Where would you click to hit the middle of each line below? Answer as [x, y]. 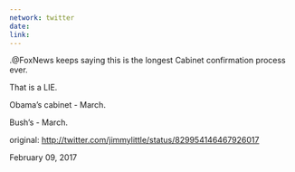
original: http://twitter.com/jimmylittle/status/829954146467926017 [134, 140]
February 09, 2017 [43, 158]
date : [19, 26]
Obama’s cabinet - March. [58, 105]
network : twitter [42, 18]
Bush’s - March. [38, 122]
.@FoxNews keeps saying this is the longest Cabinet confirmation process [148, 61]
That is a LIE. [33, 88]
